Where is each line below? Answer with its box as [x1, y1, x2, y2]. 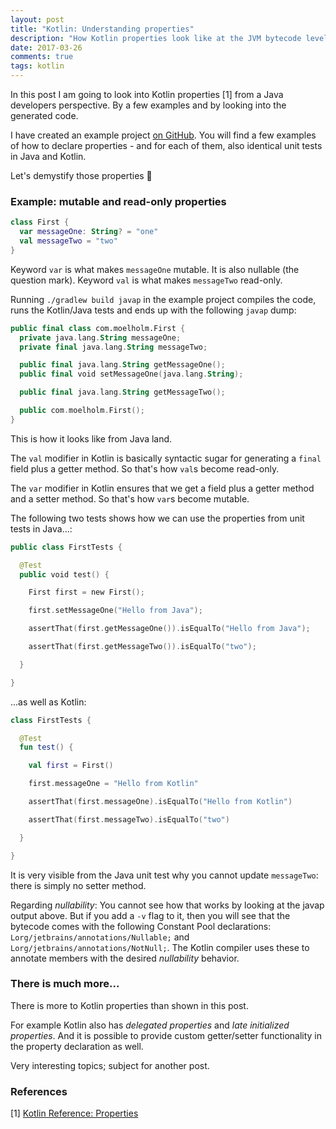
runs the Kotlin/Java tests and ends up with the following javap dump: [10, 304, 297, 316]
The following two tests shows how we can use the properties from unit [10, 512, 305, 524]
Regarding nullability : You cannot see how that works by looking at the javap [10, 899, 325, 911]
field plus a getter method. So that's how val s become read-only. [10, 462, 280, 475]
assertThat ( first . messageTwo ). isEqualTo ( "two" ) [28, 814, 230, 825]
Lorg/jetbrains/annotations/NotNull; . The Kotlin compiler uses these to [10, 941, 310, 953]
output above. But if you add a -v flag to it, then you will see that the [10, 909, 291, 921]
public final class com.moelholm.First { [10, 323, 186, 333]
